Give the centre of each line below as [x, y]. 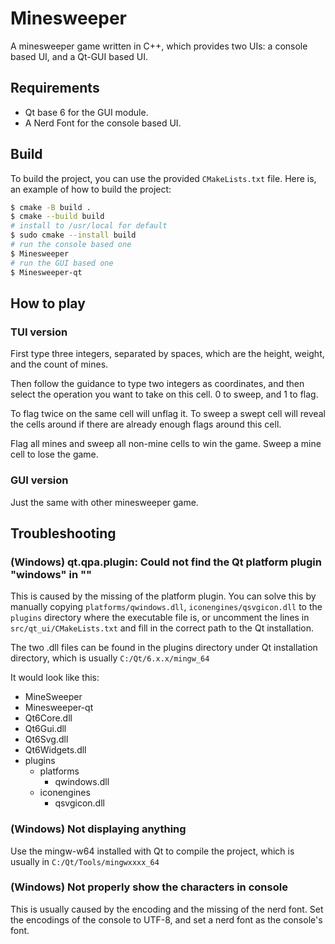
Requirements [55, 88]
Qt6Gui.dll [45, 729]
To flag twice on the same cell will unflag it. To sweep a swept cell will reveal [168, 414]
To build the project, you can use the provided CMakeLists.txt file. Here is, [163, 178]
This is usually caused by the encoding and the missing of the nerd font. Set [167, 909]
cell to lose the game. [54, 454]
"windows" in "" [51, 574]
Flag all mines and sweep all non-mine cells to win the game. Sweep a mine [166, 444]
